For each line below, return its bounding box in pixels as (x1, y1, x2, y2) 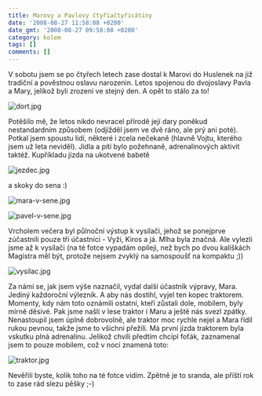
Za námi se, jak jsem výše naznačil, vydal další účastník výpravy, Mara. (8, 282, 238, 291)
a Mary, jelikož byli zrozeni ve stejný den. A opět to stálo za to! (8, 86, 209, 95)
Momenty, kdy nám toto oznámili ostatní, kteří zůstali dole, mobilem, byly (8, 299, 243, 307)
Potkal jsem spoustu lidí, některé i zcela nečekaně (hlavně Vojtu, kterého (8, 134, 242, 142)
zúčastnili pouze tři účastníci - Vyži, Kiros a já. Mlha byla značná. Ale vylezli (8, 235, 253, 244)
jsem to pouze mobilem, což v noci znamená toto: (8, 340, 169, 350)
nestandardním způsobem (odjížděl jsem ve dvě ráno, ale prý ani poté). (8, 125, 238, 134)
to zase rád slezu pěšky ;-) (8, 379, 95, 388)
